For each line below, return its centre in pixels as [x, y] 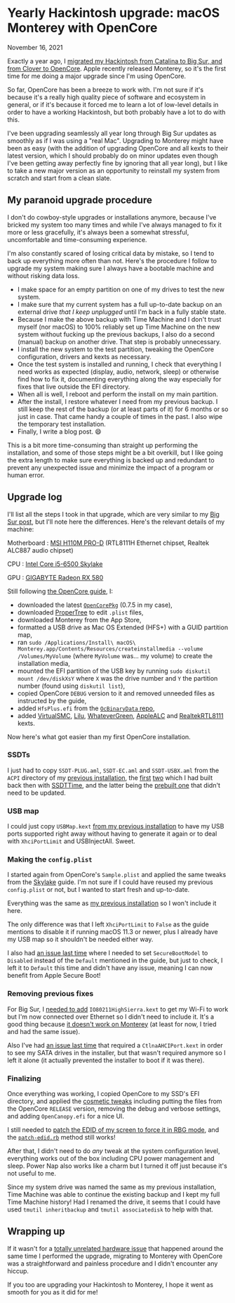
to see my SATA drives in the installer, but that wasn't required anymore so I [116, 1052]
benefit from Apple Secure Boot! [54, 976]
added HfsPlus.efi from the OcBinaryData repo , [86, 708]
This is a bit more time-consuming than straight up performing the [103, 445]
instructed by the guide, [52, 700]
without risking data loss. [43, 275]
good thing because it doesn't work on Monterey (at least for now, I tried [112, 1024]
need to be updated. [37, 793]
